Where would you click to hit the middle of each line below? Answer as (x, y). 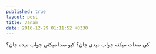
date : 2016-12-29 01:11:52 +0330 (47, 28)
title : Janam (22, 22)
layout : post (22, 17)
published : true (26, 11)
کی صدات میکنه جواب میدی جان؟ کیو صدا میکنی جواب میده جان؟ (78, 45)
